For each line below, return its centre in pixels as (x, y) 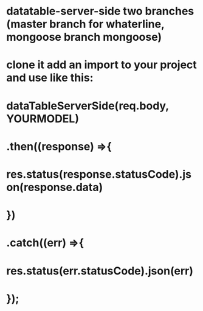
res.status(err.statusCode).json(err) (100, 271)
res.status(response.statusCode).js (99, 174)
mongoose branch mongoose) (84, 37)
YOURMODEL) (43, 118)
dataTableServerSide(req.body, (88, 106)
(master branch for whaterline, (85, 24)
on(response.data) (55, 187)
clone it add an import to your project (102, 65)
